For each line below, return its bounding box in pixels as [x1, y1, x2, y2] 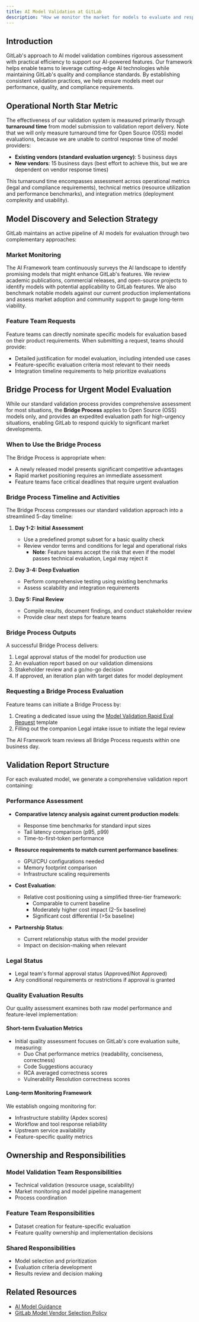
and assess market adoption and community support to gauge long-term [6, 296, 184, 303]
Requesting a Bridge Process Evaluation [6, 687, 124, 696]
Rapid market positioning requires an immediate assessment [14, 472, 162, 479]
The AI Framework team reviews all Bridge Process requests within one [6, 736, 180, 743]
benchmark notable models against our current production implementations [6, 290, 191, 297]
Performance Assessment [6, 797, 84, 805]
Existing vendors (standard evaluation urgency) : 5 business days [14, 153, 178, 161]
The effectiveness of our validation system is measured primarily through [6, 117, 185, 124]
